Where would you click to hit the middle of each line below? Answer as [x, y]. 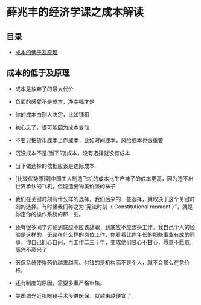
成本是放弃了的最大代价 [44, 89]
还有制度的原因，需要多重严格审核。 [60, 283]
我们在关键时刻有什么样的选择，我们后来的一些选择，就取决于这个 [97, 199]
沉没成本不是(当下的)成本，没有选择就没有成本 [73, 153]
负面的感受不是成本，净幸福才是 [55, 101]
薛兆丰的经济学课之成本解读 [75, 12]
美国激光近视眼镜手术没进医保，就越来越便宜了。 [76, 295]
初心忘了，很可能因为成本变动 [52, 127]
